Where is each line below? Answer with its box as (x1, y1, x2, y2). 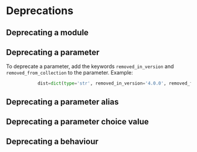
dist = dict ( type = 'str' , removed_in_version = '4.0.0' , (37, 80, 167, 86)
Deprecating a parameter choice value (6, 117, 150, 127)
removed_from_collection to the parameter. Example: (6, 69, 133, 76)
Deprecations (6, 4, 74, 18)
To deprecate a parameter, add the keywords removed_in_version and (6, 63, 174, 70)
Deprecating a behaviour (6, 137, 98, 147)
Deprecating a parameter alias (6, 97, 119, 107)
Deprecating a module (6, 28, 89, 38)
